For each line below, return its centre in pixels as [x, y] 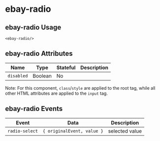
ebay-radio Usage [33, 27]
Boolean [42, 76]
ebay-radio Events [34, 109]
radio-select [23, 131]
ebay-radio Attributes [39, 53]
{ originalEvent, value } [73, 131]
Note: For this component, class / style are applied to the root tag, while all [80, 88]
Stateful [66, 68]
